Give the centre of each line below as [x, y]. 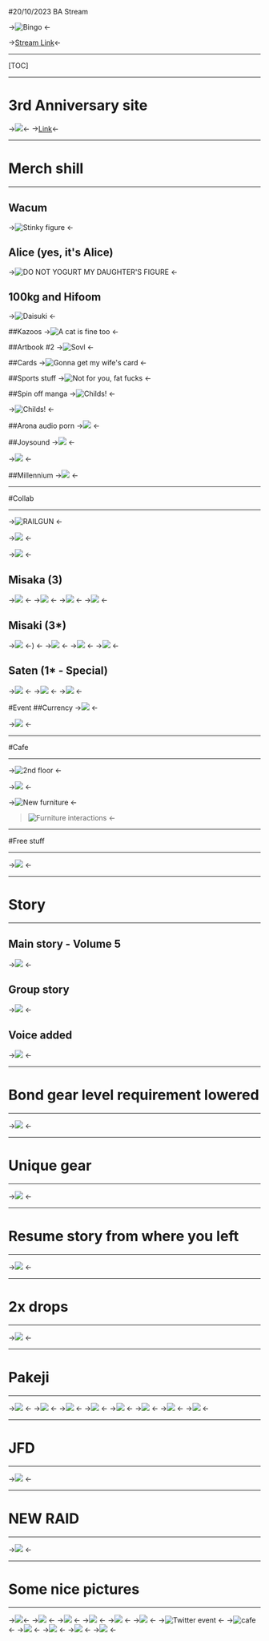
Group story [39, 989]
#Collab [21, 498]
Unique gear [50, 1166]
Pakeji [29, 1378]
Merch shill [46, 169]
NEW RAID [44, 1518]
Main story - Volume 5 [65, 944]
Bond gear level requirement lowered [134, 1095]
